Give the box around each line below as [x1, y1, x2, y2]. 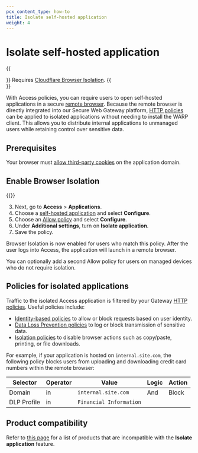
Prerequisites [6, 143, 57, 153]
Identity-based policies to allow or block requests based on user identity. [14, 315, 193, 322]
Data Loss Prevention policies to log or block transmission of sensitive [14, 321, 186, 328]
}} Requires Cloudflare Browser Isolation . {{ [6, 77, 111, 84]
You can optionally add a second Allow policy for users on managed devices [6, 258, 192, 265]
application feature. [6, 440, 55, 447]
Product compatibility [6, 418, 88, 428]
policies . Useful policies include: [6, 303, 85, 311]
